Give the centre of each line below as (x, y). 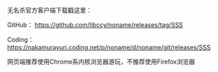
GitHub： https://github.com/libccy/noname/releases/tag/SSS (95, 25)
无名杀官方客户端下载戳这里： (49, 10)
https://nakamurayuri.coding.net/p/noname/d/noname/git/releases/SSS (109, 47)
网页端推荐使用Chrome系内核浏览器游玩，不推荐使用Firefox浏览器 (101, 62)
